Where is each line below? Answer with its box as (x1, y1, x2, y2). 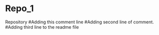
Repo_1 (5, 3, 34, 14)
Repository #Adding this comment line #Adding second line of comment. (5, 19, 154, 25)
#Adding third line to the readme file (5, 24, 79, 30)
